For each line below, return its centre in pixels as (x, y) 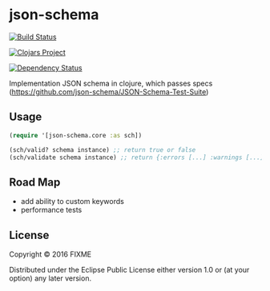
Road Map (35, 182)
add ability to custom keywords (73, 201)
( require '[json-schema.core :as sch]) (76, 135)
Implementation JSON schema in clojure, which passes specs (111, 83)
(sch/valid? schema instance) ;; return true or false (103, 149)
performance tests (51, 210)
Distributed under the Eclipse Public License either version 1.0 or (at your (129, 270)
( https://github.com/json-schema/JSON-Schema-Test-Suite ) (109, 92)
